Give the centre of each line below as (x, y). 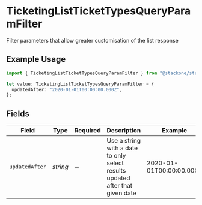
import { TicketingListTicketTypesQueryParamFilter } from (82, 73)
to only (116, 156)
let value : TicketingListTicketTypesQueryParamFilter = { (80, 84)
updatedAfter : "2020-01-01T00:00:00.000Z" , (67, 89)
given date (121, 193)
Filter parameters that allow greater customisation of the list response (92, 40)
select (115, 163)
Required (87, 131)
